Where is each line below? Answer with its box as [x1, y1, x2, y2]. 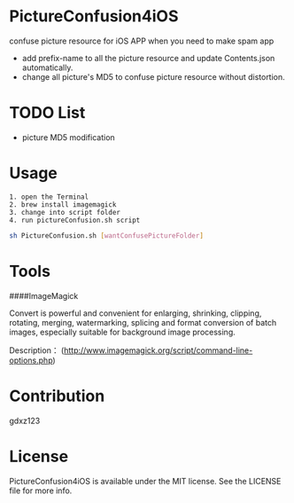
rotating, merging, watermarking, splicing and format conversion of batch [9, 317, 277, 327]
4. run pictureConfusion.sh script [9, 216, 141, 224]
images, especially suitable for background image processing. [9, 326, 236, 337]
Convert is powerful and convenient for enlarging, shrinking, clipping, [9, 308, 262, 318]
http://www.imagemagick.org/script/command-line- [63, 344, 253, 356]
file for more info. [9, 485, 73, 496]
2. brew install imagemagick [9, 200, 117, 209]
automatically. [21, 62, 73, 73]
